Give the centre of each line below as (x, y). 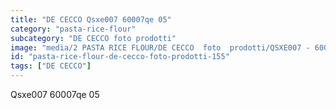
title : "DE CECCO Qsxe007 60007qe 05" (91, 19)
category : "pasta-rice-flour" (73, 29)
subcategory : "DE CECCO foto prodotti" (93, 38)
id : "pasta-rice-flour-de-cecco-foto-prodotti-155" (120, 57)
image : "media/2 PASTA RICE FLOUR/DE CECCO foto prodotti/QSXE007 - (160, 47)
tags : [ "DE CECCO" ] (51, 66)
